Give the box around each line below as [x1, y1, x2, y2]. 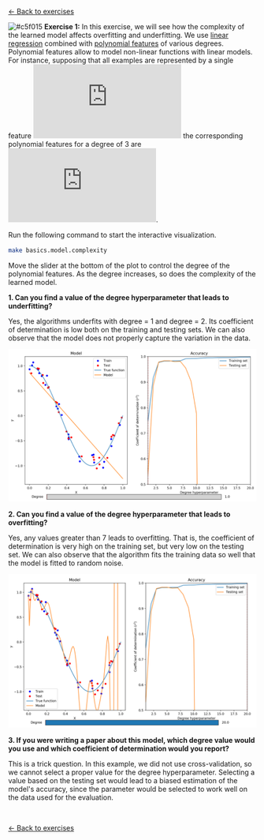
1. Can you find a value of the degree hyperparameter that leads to [8, 292, 230, 302]
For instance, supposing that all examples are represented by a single [8, 55, 234, 65]
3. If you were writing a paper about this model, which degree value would [8, 735, 255, 744]
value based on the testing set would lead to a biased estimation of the [8, 775, 238, 785]
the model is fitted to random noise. [8, 558, 124, 568]
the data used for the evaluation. [8, 793, 114, 802]
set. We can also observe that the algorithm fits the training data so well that [8, 550, 256, 560]
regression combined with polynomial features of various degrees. [8, 39, 225, 48]
